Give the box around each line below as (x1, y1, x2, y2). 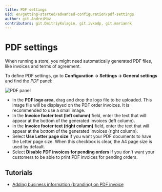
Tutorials (5, 168, 33, 177)
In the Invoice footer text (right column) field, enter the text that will (12, 123, 150, 129)
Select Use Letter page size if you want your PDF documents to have (12, 133, 152, 140)
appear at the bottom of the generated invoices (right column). (12, 128, 138, 134)
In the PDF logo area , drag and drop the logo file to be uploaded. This (12, 97, 152, 103)
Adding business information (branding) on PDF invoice (12, 182, 124, 187)
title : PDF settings (5, 7, 47, 12)
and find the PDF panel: (5, 78, 53, 84)
